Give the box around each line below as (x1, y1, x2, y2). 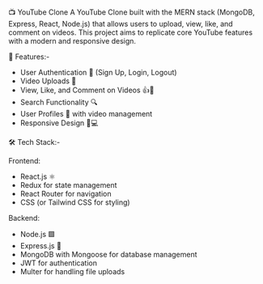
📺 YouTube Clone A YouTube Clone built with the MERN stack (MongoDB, (8, 7, 255, 17)
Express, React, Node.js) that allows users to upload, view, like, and (8, 19, 233, 28)
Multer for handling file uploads (19, 267, 125, 276)
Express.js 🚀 (19, 241, 62, 250)
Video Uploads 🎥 (19, 76, 77, 86)
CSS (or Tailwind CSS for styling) (19, 197, 131, 207)
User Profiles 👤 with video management (19, 109, 153, 118)
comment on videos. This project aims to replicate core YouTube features (8, 28, 253, 37)
